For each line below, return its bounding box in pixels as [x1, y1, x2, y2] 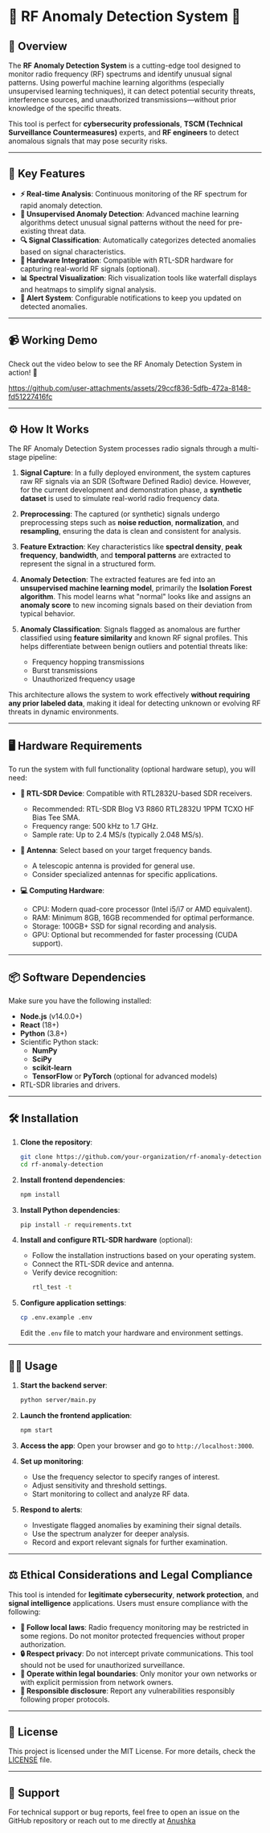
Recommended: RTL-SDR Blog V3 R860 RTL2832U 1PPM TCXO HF [31, 805, 255, 814]
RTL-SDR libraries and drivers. [19, 1080, 121, 1090]
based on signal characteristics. [19, 246, 126, 256]
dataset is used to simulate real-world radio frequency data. [19, 494, 219, 503]
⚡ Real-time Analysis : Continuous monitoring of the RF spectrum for [19, 188, 247, 198]
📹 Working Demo [8, 333, 98, 347]
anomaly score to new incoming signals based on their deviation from [19, 600, 253, 610]
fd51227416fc [8, 391, 53, 401]
